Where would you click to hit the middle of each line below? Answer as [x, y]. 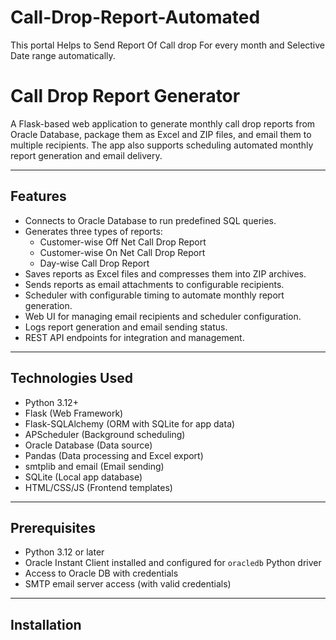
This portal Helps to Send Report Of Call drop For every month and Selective [168, 45]
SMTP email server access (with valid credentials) [128, 584]
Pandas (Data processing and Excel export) [114, 455]
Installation [46, 624]
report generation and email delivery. [86, 155]
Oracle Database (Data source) [88, 445]
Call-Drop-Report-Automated [135, 17]
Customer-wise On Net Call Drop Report [122, 252]
